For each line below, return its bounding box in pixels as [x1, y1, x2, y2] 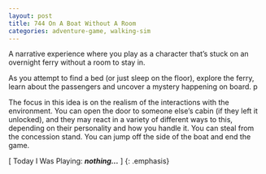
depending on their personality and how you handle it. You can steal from [8, 123, 255, 134]
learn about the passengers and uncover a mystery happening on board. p [8, 82, 258, 91]
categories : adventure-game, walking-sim [8, 27, 151, 35]
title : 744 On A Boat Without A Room [8, 19, 137, 28]
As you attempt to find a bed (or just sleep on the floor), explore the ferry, [8, 74, 255, 83]
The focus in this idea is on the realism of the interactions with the [8, 98, 229, 108]
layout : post [8, 11, 53, 20]
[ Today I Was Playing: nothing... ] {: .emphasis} [8, 156, 170, 166]
